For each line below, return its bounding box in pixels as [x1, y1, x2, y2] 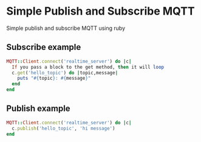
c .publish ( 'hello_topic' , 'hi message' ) [12, 125, 115, 132]
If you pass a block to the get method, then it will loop [12, 64, 165, 70]
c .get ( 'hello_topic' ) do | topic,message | [12, 69, 118, 76]
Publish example [6, 104, 71, 114]
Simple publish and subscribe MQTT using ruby [6, 24, 126, 32]
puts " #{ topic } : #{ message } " [17, 75, 91, 82]
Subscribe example [6, 42, 81, 52]
